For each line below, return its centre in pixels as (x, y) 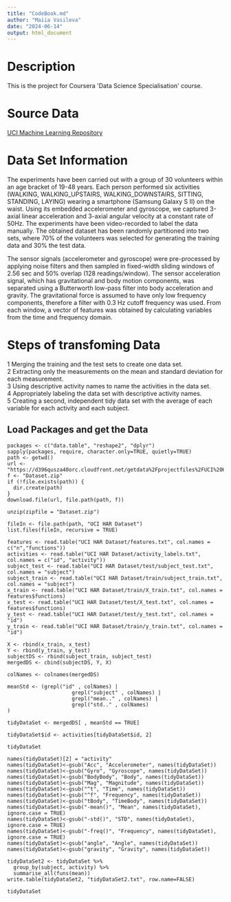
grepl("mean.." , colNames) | (115, 699)
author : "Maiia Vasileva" (44, 20)
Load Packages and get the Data (78, 430)
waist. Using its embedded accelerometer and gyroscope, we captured (108, 209)
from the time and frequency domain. (60, 317)
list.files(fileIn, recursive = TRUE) (63, 530)
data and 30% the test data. (47, 246)
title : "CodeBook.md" (38, 13)
